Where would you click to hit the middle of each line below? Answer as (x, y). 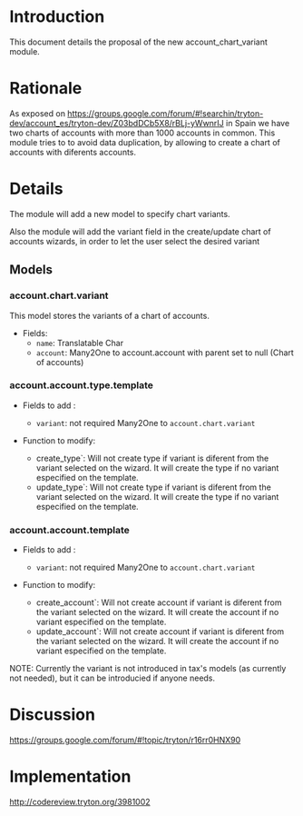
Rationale (46, 89)
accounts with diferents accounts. (73, 152)
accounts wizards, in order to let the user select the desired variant (135, 241)
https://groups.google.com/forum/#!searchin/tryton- (166, 113)
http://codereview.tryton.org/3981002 (80, 801)
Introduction (57, 17)
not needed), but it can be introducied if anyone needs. (112, 678)
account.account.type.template (82, 385)
